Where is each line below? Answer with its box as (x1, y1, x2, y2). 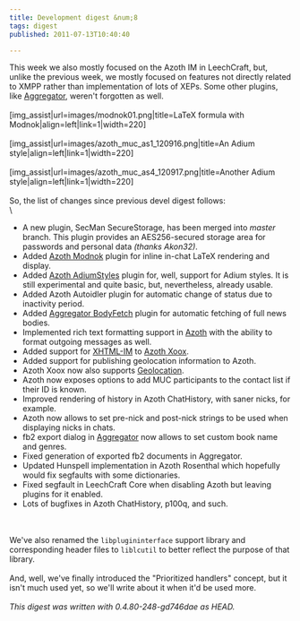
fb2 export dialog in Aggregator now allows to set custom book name (21, 432, 279, 443)
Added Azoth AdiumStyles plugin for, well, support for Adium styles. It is (21, 270, 289, 280)
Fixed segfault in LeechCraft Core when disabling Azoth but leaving (21, 479, 271, 490)
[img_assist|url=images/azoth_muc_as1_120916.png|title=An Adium (9, 138, 255, 149)
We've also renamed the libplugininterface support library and (9, 535, 246, 546)
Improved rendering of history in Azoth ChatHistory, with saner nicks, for (21, 393, 291, 404)
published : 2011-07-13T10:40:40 (9, 30, 130, 39)
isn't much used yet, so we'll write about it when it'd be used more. (9, 582, 257, 593)
